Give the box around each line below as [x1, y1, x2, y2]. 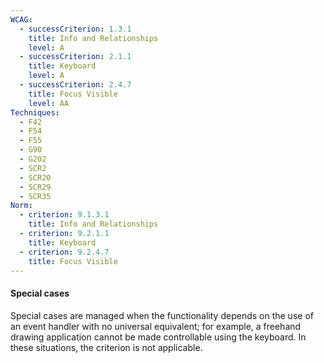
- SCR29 [19, 182, 52, 192]
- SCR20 [19, 172, 52, 183]
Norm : [10, 201, 33, 211]
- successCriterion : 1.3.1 [19, 24, 132, 34]
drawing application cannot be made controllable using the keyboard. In [10, 331, 307, 343]
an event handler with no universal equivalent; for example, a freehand [10, 320, 302, 332]
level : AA [28, 98, 70, 108]
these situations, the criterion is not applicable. [10, 341, 203, 353]
